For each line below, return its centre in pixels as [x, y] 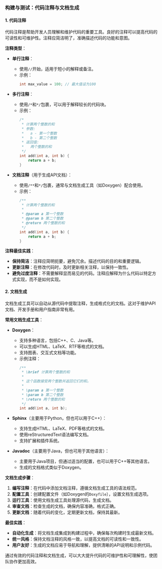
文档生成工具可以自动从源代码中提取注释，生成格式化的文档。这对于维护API [81, 303]
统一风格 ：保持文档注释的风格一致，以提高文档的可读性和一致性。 [78, 539]
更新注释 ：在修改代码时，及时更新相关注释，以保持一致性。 [71, 267]
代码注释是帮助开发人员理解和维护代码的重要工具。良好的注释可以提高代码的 [81, 32]
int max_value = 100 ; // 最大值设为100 [58, 84]
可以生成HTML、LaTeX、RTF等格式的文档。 [63, 346]
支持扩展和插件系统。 [40, 441]
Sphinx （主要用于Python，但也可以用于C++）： [59, 418]
